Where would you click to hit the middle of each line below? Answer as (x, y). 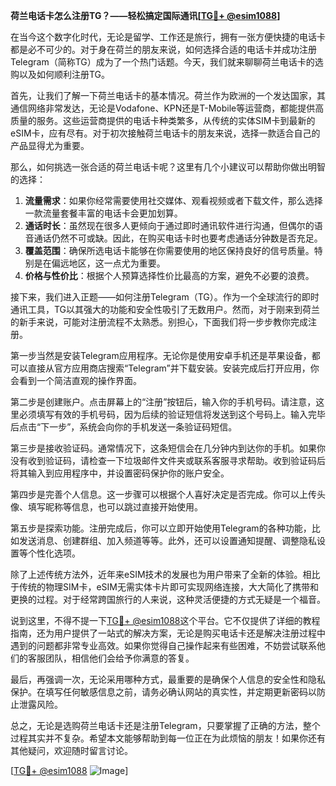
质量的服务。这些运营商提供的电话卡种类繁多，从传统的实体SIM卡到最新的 (163, 120)
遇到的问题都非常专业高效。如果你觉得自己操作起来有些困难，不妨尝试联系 (163, 645)
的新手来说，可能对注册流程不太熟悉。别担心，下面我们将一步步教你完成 (159, 322)
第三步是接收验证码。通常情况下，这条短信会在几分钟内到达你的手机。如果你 (168, 448)
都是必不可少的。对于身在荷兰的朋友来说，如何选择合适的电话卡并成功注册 (163, 49)
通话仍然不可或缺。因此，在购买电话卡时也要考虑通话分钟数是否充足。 (178, 238)
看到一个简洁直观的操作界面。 (80, 380)
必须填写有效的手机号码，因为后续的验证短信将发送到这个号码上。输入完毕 (172, 414)
